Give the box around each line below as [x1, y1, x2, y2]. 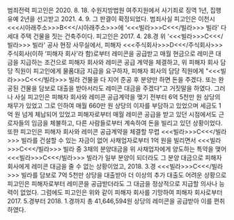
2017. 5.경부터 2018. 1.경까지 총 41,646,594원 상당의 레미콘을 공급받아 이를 [7, 197, 212, 205]
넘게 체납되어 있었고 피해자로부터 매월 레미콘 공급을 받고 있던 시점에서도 [22, 110, 217, 118]
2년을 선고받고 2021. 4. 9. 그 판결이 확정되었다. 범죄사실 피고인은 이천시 [19, 15, 216, 23]
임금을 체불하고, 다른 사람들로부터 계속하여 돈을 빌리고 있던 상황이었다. [31, 119, 223, 127]
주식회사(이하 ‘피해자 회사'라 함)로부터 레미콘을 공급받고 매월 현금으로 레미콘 [7, 49, 214, 58]
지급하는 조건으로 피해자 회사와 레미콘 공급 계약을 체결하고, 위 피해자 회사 [19, 58, 219, 66]
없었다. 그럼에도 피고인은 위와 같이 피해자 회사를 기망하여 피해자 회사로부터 [19, 188, 223, 196]
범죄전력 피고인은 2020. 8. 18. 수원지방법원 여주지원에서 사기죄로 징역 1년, [7, 6, 209, 14]
